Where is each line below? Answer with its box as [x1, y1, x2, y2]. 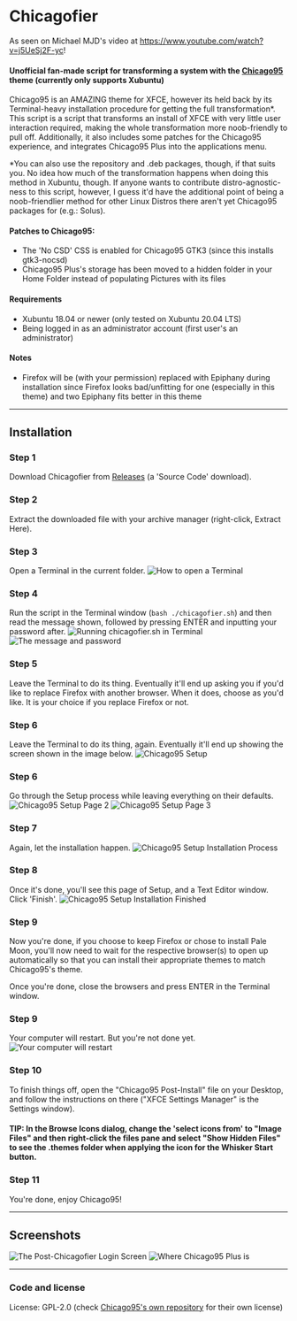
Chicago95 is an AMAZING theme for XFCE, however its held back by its [9, 95, 272, 105]
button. [9, 1152, 37, 1163]
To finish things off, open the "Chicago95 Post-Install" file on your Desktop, [9, 1084, 285, 1094]
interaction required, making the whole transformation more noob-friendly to [9, 122, 288, 134]
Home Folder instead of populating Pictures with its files [21, 273, 226, 284]
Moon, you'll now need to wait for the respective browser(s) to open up [9, 945, 269, 956]
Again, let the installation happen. [9, 842, 131, 853]
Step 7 [9, 822, 37, 834]
